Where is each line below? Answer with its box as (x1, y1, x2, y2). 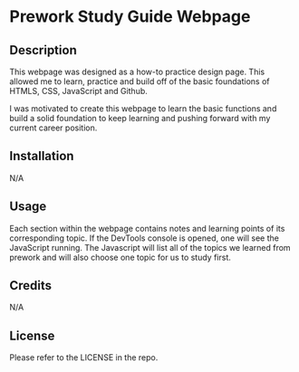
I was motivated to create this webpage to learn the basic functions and (9, 103, 277, 114)
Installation (9, 148, 74, 164)
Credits (9, 278, 53, 293)
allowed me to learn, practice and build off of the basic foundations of (9, 76, 270, 87)
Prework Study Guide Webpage (9, 6, 251, 27)
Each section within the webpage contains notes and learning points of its (9, 223, 285, 234)
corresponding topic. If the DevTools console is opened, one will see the (9, 233, 279, 243)
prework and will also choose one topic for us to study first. (9, 252, 231, 262)
